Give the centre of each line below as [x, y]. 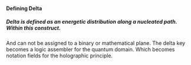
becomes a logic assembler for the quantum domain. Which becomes [90, 49]
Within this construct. [33, 28]
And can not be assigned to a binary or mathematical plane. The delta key [96, 43]
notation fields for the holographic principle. [60, 56]
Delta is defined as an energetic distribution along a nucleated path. [92, 22]
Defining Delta [24, 8]
